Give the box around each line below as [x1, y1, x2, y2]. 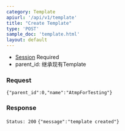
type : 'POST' [6, 25, 39, 32]
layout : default [6, 37, 47, 43]
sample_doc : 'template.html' [6, 31, 80, 37]
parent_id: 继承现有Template [15, 61, 87, 68]
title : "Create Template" [6, 20, 72, 26]
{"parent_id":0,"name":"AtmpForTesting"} [6, 90, 113, 96]
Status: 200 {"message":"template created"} [6, 118, 120, 124]
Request [6, 76, 32, 85]
